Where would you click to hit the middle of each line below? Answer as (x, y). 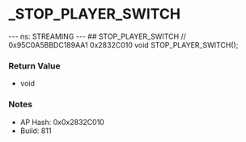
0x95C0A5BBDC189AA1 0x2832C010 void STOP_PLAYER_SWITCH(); (123, 44)
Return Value (34, 65)
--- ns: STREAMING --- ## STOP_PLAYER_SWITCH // (97, 36)
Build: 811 (36, 131)
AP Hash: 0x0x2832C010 (62, 122)
